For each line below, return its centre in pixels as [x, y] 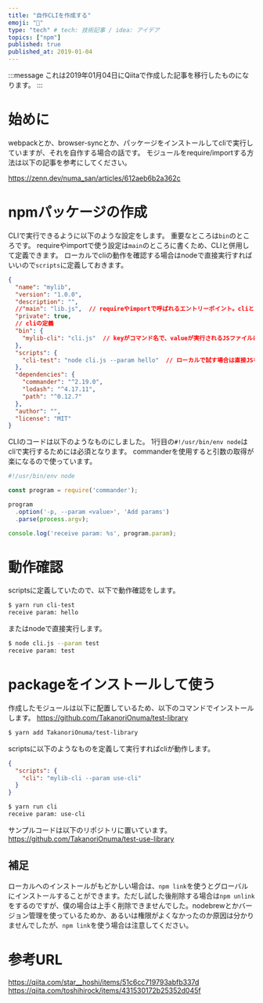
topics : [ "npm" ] [34, 37]
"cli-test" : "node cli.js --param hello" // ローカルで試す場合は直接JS [138, 360]
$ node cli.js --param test [54, 644]
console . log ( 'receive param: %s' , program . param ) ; [92, 533]
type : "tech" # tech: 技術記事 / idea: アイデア [84, 30]
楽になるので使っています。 [52, 461]
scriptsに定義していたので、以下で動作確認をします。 [94, 590]
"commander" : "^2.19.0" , [63, 382]
